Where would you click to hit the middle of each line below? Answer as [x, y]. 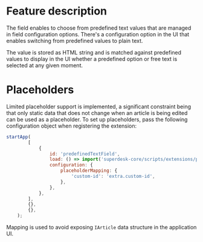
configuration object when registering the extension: [72, 126]
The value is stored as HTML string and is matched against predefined [94, 52]
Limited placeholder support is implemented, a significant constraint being [99, 106]
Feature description [57, 11]
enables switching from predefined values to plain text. [75, 41]
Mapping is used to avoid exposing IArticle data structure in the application [101, 227]
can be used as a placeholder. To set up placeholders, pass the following [97, 119]
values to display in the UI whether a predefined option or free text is [92, 59]
